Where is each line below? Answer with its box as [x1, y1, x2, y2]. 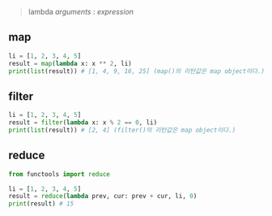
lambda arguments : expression [28, 7, 134, 16]
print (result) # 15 [8, 200, 74, 208]
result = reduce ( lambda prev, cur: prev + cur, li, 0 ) [8, 192, 198, 201]
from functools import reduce [8, 170, 111, 178]
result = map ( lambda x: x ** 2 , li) [8, 59, 132, 67]
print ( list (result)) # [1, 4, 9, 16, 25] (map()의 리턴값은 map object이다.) [8, 67, 266, 76]
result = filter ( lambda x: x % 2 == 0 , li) [8, 119, 158, 127]
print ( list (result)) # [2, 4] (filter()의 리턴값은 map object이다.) [8, 126, 236, 134]
